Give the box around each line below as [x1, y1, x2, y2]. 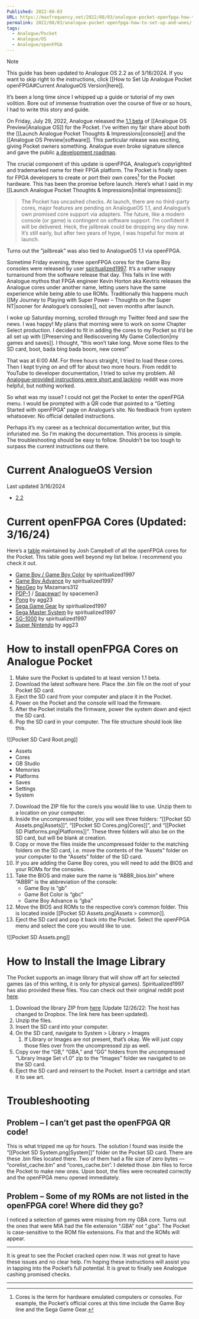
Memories [15, 767, 40, 774]
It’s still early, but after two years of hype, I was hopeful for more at [21, 229, 185, 237]
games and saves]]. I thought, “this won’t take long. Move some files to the [6, 339, 189, 346]
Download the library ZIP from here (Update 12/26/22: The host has [15, 1004, 180, 1011]
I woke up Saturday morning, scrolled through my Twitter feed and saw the [6, 314, 188, 321]
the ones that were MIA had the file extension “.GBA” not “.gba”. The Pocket [6, 1223, 190, 1230]
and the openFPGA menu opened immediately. [6, 1174, 120, 1181]
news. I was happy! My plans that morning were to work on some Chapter [6, 320, 187, 327]
